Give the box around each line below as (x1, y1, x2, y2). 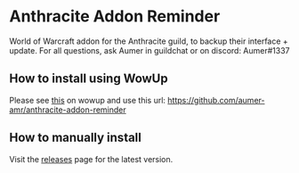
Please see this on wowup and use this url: (9, 95, 166, 105)
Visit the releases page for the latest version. (9, 153, 174, 164)
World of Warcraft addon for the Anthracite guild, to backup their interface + (9, 36, 289, 46)
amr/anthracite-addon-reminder (9, 104, 126, 115)
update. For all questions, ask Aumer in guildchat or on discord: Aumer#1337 (9, 45, 291, 55)
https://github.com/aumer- (167, 95, 265, 105)
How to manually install (9, 130, 142, 145)
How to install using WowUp (9, 71, 168, 86)
